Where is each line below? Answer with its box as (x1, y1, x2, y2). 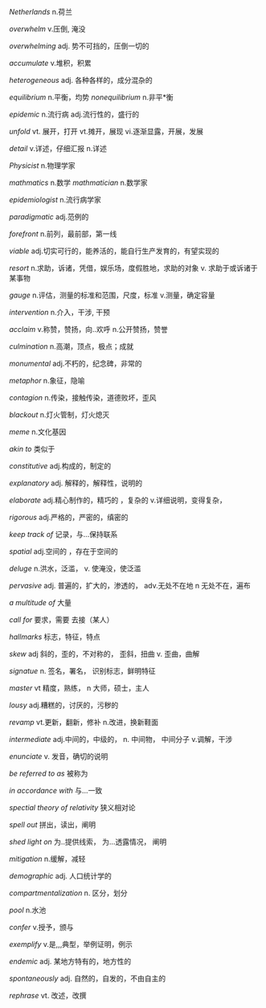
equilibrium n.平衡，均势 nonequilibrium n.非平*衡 (9, 92, 174, 102)
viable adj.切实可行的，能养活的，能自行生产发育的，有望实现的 (9, 246, 219, 256)
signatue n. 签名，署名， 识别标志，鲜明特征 (9, 666, 156, 675)
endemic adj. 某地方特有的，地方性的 (9, 957, 132, 966)
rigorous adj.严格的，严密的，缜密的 (9, 513, 129, 522)
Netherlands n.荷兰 (9, 7, 73, 16)
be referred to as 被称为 (9, 768, 88, 778)
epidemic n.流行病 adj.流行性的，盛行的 (9, 109, 140, 119)
